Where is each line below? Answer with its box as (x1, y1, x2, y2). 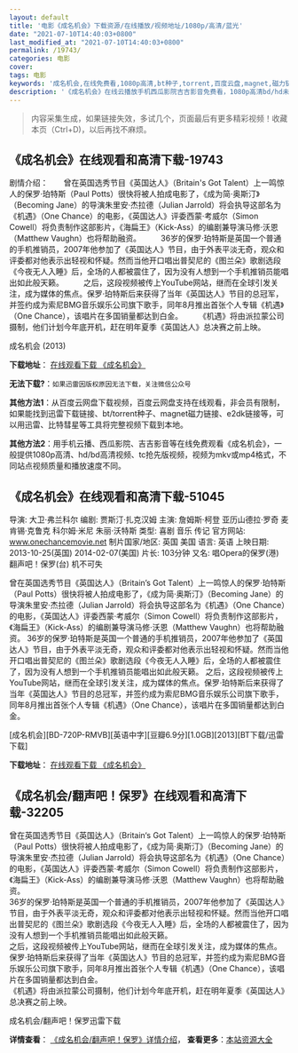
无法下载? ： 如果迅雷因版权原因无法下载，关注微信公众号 (9, 378, 192, 389)
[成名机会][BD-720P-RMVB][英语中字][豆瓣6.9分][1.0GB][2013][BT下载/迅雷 (9, 730, 285, 740)
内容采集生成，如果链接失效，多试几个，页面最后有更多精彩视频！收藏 (30, 113, 288, 123)
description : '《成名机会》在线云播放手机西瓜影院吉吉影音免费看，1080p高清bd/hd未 (9, 87, 290, 96)
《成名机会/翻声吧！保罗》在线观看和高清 (9, 788, 236, 804)
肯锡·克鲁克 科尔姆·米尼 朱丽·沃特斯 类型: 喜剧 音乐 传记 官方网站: (9, 526, 246, 536)
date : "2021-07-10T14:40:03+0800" (9, 29, 137, 38)
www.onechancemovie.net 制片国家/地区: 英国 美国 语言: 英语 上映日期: (9, 536, 270, 547)
